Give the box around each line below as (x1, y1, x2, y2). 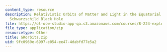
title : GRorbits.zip (5, 35, 48, 40)
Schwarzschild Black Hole (9, 16, 64, 21)
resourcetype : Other (5, 30, 48, 35)
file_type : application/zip (5, 26, 64, 31)
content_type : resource (5, 7, 55, 12)
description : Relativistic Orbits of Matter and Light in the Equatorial (5, 12, 162, 17)
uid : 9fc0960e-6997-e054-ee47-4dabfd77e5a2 (5, 40, 97, 45)
